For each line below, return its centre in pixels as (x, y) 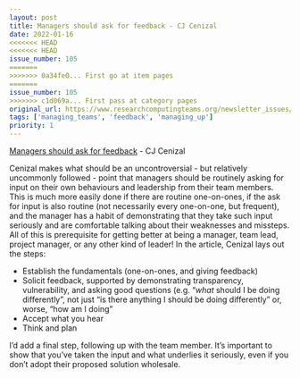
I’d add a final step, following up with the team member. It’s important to (141, 345)
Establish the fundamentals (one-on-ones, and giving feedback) (140, 271)
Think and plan (50, 328)
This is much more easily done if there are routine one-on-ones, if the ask (145, 197)
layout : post (33, 17)
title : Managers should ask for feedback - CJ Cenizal (113, 26)
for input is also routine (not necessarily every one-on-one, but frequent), (144, 206)
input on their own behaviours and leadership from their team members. (142, 187)
